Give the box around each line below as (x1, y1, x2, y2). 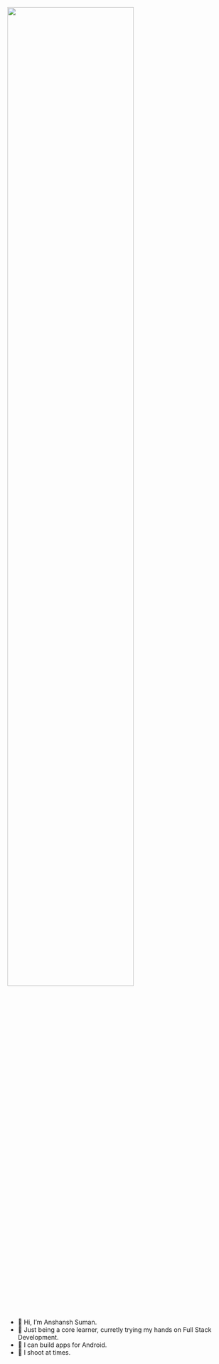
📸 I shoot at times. (17, 1348, 71, 1356)
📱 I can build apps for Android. (17, 1340, 107, 1349)
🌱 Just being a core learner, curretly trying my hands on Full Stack (17, 1325, 212, 1334)
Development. (17, 1333, 59, 1341)
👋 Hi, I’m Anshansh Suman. (17, 1318, 97, 1326)
